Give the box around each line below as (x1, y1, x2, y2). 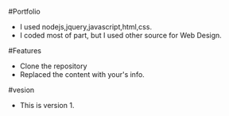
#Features (8, 46, 42, 55)
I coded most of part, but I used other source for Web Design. (19, 31, 223, 40)
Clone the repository (19, 61, 87, 71)
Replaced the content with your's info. (19, 70, 145, 79)
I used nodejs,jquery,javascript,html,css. (19, 22, 153, 31)
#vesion (8, 85, 35, 95)
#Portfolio (8, 7, 41, 16)
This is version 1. (19, 101, 75, 110)
